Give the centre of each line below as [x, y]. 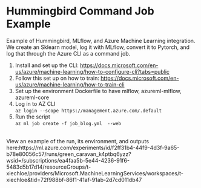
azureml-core [32, 97]
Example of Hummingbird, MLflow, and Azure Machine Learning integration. [101, 41]
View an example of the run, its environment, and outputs [78, 141]
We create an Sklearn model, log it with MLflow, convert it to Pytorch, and [98, 47]
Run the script [32, 117]
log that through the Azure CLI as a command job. [68, 53]
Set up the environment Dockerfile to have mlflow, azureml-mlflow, [98, 91]
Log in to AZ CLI [35, 103]
